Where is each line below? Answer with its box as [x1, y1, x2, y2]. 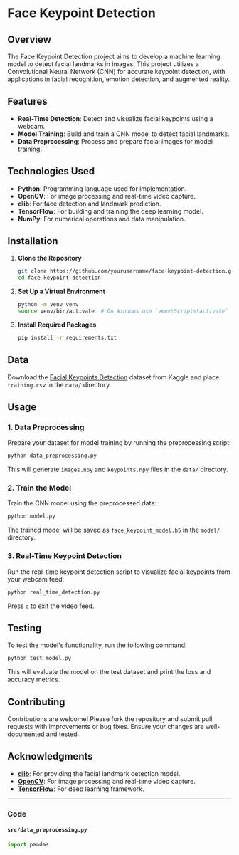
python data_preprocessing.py [7, 452, 97, 460]
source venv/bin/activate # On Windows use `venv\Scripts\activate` [17, 308, 229, 315]
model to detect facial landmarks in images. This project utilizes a [7, 60, 199, 68]
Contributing [7, 696, 65, 708]
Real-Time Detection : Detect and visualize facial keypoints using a [17, 114, 213, 122]
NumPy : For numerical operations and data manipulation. [17, 214, 186, 223]
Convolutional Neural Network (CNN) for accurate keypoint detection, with [7, 68, 225, 75]
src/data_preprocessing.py [7, 827, 87, 834]
